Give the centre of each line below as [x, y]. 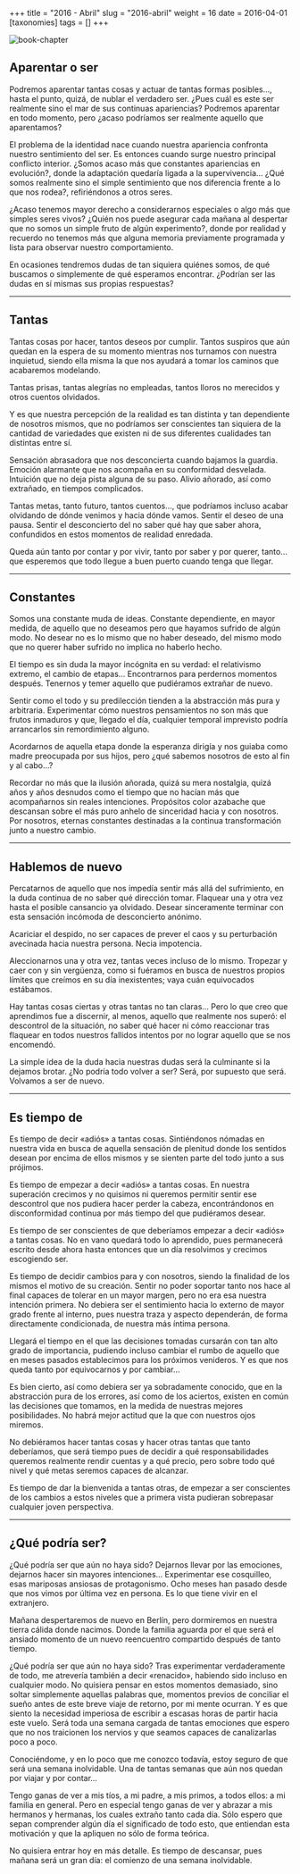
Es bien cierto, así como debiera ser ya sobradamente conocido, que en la [146, 1387]
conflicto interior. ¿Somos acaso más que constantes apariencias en [135, 163]
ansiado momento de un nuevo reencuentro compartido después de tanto [145, 1639]
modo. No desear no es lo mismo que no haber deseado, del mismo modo [146, 638]
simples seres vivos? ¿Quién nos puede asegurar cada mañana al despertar [149, 219]
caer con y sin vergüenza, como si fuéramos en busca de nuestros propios [147, 970]
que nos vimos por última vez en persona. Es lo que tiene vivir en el [133, 1593]
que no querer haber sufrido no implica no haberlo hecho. [116, 648]
